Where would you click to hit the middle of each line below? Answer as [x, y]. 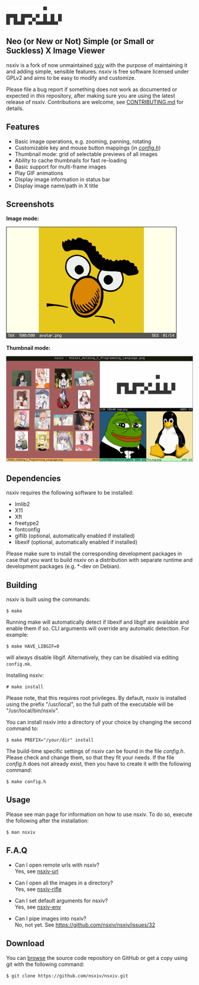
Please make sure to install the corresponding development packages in [94, 554]
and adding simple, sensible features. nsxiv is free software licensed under [98, 71]
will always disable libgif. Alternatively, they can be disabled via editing [92, 658]
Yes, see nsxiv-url [37, 871]
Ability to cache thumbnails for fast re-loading [71, 160]
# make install [25, 687]
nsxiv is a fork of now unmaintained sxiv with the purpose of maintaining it [97, 65]
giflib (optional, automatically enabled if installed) [75, 536]
